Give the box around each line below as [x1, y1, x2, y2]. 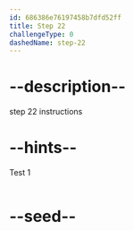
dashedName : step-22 [9, 38, 87, 47]
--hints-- [9, 138, 78, 158]
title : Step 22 [9, 21, 66, 30]
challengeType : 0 [9, 30, 74, 38]
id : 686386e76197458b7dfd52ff [9, 13, 122, 22]
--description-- [9, 77, 127, 97]
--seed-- [9, 207, 77, 227]
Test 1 [9, 167, 31, 178]
